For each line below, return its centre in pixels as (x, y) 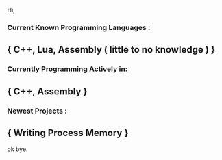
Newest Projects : (37, 111)
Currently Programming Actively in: (67, 69)
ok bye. (18, 149)
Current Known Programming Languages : (79, 27)
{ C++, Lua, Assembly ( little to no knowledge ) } (111, 50)
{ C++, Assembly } (47, 91)
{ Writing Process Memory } (68, 133)
